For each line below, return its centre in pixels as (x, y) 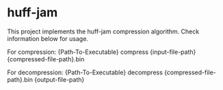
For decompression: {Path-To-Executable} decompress (85, 72)
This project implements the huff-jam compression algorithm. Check (103, 31)
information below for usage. (48, 38)
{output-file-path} (59, 79)
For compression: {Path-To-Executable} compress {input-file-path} (102, 52)
